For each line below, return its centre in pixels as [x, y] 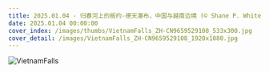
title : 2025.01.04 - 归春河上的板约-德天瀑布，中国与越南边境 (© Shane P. [124, 16]
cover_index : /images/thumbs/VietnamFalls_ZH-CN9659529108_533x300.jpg [130, 30]
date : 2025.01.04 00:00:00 [53, 23]
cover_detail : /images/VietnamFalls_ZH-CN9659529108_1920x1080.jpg [123, 38]
